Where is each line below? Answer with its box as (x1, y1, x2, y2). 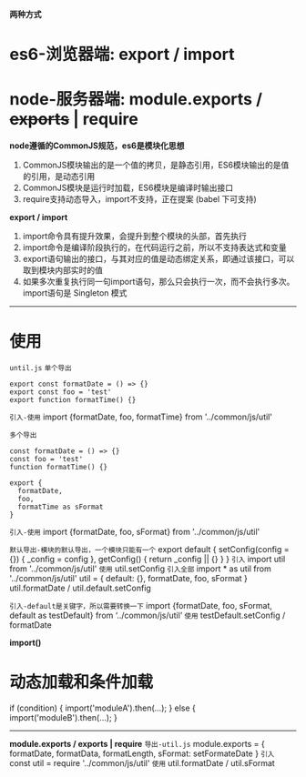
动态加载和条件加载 (9, 672, 154, 692)
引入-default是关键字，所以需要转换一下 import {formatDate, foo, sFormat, (9, 600, 273, 611)
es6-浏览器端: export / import (9, 45, 235, 65)
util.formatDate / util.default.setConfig (9, 582, 152, 594)
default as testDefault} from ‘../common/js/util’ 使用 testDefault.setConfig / (9, 610, 286, 621)
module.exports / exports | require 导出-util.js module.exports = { (9, 739, 266, 749)
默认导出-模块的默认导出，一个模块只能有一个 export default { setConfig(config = (9, 544, 290, 555)
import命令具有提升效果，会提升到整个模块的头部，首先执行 (22, 231, 248, 242)
